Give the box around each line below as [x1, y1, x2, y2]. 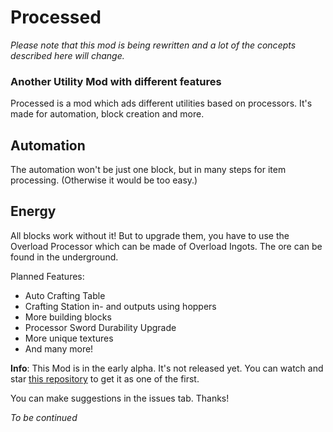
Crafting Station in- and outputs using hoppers [24, 300, 217, 312]
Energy [10, 203, 57, 220]
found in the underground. [10, 251, 119, 263]
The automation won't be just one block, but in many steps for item [10, 164, 287, 176]
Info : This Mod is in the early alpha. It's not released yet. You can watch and [10, 362, 324, 374]
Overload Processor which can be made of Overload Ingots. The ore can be [10, 240, 323, 252]
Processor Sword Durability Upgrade [24, 321, 177, 333]
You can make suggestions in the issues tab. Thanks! [10, 392, 230, 404]
